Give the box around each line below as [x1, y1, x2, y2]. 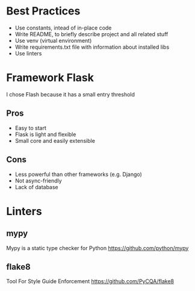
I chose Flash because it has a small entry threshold [6, 90, 135, 98]
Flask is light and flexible [14, 131, 76, 138]
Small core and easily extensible [14, 137, 95, 144]
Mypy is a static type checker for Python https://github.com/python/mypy [6, 244, 189, 251]
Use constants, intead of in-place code [14, 24, 112, 31]
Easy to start [14, 124, 47, 131]
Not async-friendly [14, 177, 62, 184]
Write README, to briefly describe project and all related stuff [14, 30, 169, 37]
